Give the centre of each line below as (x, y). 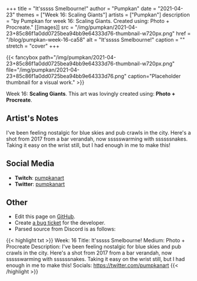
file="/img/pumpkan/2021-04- (43, 70)
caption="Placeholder (154, 76)
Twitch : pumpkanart (39, 178)
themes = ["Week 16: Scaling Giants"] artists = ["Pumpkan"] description (103, 15)
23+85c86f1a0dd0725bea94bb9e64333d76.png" (66, 76)
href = (183, 34)
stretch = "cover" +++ (33, 46)
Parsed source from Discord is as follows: (65, 229)
